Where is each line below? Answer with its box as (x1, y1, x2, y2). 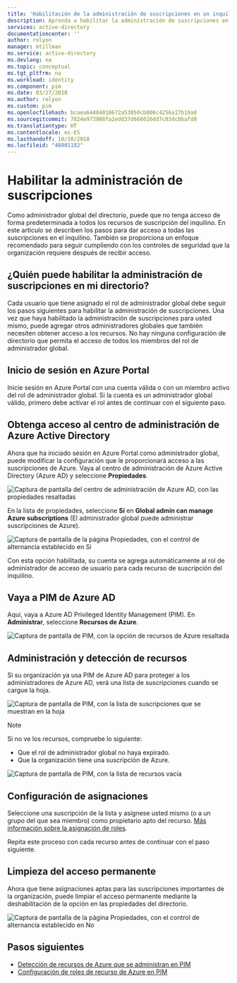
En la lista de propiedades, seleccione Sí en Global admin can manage (7, 506, 214, 515)
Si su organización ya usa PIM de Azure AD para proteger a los (7, 671, 190, 679)
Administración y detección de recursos (7, 652, 188, 664)
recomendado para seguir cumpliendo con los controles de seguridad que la (7, 241, 230, 250)
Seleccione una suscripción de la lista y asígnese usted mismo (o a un (7, 808, 212, 817)
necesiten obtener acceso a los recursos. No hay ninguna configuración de (7, 328, 226, 337)
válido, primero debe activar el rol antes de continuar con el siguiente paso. (7, 398, 227, 407)
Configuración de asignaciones (7, 790, 148, 802)
